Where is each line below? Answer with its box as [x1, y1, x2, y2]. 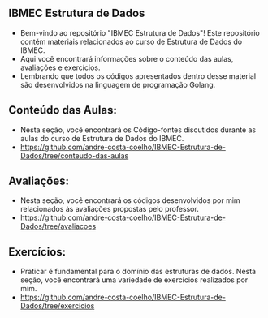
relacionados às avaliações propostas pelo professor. [19, 204, 199, 214]
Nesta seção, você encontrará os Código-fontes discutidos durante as [19, 125, 257, 135]
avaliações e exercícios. [19, 62, 101, 72]
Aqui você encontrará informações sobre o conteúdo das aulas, [19, 54, 234, 63]
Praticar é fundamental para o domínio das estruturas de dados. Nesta [19, 267, 257, 277]
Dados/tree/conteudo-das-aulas [19, 150, 129, 161]
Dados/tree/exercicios [19, 301, 95, 311]
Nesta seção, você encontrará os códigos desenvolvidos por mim [19, 196, 241, 205]
